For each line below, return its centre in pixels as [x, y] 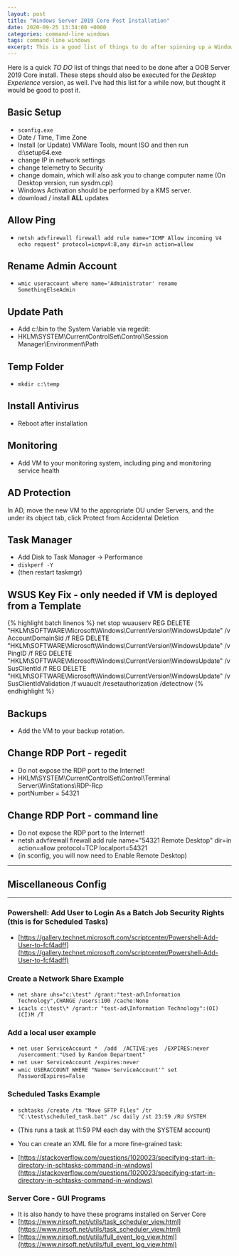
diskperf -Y [35, 565]
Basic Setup [34, 112]
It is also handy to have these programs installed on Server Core [112, 1214]
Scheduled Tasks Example [54, 1094]
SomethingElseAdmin [47, 290]
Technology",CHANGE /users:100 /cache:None [83, 1001]
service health [39, 470]
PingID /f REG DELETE [40, 654]
